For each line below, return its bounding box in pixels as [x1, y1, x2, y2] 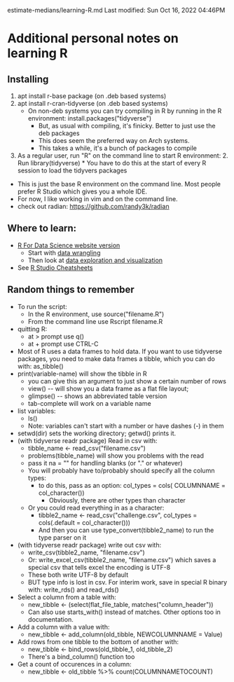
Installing [7, 73, 49, 85]
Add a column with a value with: [17, 622, 110, 631]
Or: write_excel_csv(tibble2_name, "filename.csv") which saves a [27, 555, 216, 564]
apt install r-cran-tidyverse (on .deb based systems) [17, 100, 168, 107]
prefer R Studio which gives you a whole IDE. [17, 187, 148, 196]
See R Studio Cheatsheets [17, 263, 93, 272]
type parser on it [38, 533, 86, 542]
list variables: [17, 407, 56, 415]
